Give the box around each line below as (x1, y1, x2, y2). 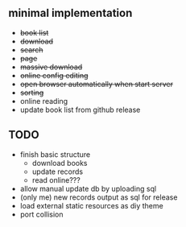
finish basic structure (19, 149, 91, 159)
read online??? (31, 175, 81, 184)
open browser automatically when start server (19, 79, 173, 89)
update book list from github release (19, 105, 141, 114)
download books (31, 158, 88, 167)
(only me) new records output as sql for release (19, 192, 178, 202)
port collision (19, 209, 64, 219)
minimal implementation (8, 6, 133, 20)
